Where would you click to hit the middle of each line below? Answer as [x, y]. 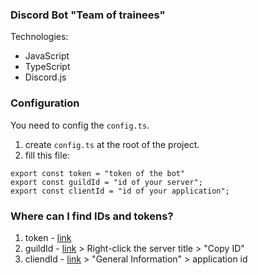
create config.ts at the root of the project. [112, 144]
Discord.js [45, 77]
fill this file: [47, 155]
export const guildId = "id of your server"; [106, 182]
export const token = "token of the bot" [98, 173]
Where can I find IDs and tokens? [92, 216]
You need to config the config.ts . [80, 125]
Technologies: [39, 37]
